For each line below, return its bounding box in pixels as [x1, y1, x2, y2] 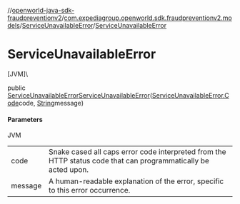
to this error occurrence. [49, 185, 131, 195]
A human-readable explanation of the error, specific [49, 176, 224, 186]
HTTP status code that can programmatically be [49, 156, 209, 166]
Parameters [7, 115, 43, 123]
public [7, 83, 26, 92]
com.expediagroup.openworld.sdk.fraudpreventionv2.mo [64, 14, 232, 22]
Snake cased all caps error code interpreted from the [49, 147, 226, 157]
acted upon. [49, 165, 89, 175]
